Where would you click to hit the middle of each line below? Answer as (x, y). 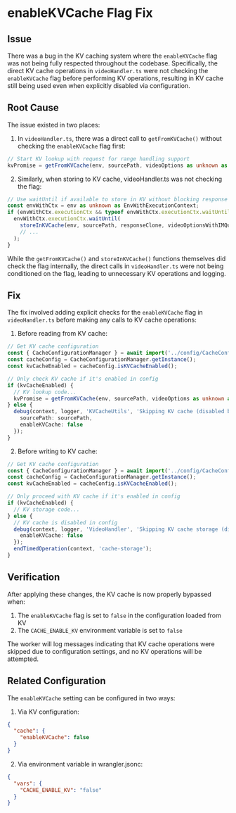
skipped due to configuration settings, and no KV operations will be (105, 651)
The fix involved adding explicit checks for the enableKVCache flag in (105, 313)
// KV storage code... (47, 509)
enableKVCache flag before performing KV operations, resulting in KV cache (115, 78)
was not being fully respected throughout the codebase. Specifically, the (112, 63)
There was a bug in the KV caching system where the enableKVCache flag (112, 56)
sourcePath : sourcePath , (56, 418)
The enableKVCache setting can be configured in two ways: (91, 698)
